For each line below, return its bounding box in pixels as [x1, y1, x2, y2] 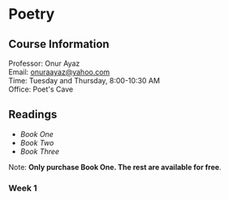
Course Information [8, 37, 110, 51]
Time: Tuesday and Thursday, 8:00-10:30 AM [8, 76, 161, 85]
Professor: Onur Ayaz [8, 58, 80, 68]
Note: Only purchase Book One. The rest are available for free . [8, 162, 222, 172]
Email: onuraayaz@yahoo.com [8, 67, 110, 77]
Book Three [19, 147, 59, 156]
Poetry [8, 5, 55, 23]
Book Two [19, 138, 54, 147]
